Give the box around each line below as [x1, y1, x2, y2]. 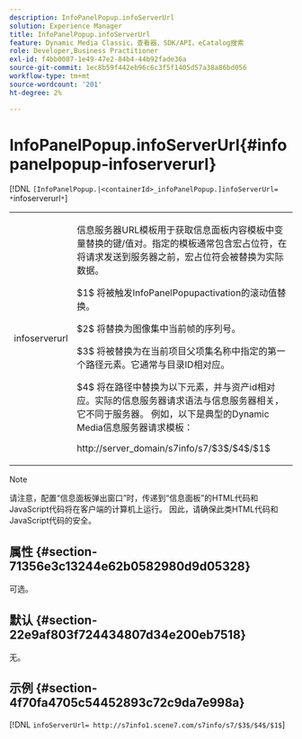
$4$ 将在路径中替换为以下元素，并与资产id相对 [76, 381, 276, 393]
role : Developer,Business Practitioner [9, 47, 159, 56]
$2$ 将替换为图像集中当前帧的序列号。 [76, 322, 241, 335]
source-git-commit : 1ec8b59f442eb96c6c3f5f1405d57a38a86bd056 [9, 64, 247, 73]
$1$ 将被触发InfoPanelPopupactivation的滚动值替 [76, 286, 287, 299]
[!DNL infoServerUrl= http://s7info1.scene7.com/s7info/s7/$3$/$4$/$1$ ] [9, 719, 286, 730]
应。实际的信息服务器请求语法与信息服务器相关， [76, 394, 285, 407]
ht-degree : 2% [9, 88, 63, 97]
